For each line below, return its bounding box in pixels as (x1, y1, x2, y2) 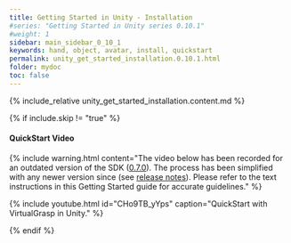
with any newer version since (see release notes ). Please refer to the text (9, 171, 278, 182)
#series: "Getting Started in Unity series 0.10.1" (9, 21, 205, 30)
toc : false (9, 71, 50, 80)
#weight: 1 (9, 29, 50, 38)
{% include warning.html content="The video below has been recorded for (9, 152, 283, 163)
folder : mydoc (9, 63, 62, 72)
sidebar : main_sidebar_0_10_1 (9, 37, 122, 47)
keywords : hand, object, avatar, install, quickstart (9, 46, 214, 55)
